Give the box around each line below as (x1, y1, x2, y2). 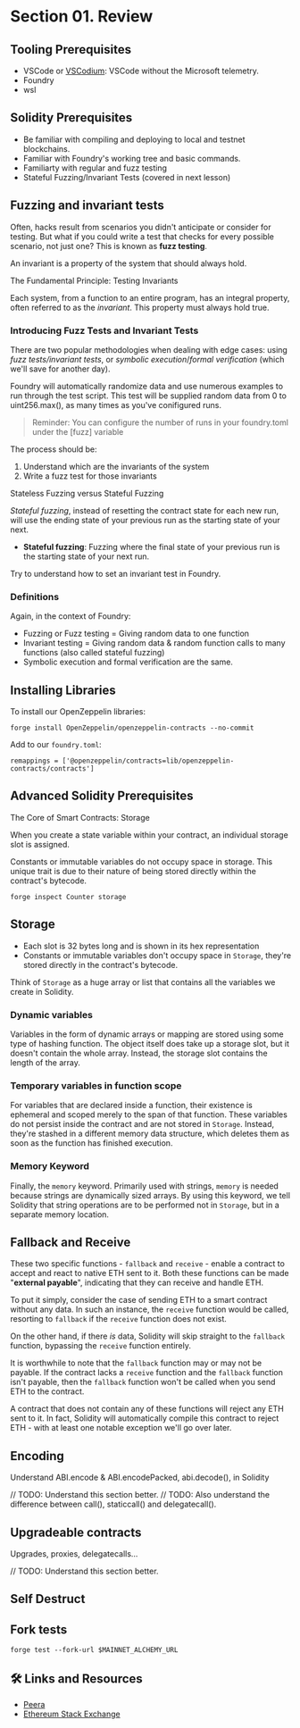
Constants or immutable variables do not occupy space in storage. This (10, 856, 273, 867)
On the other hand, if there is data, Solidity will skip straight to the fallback (10, 1331, 285, 1341)
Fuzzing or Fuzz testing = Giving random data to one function (22, 628, 249, 639)
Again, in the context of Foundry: (10, 611, 131, 622)
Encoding (10, 1448, 65, 1464)
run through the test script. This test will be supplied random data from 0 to (10, 390, 287, 401)
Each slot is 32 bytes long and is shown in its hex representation (22, 940, 260, 951)
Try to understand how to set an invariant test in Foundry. (10, 568, 221, 579)
